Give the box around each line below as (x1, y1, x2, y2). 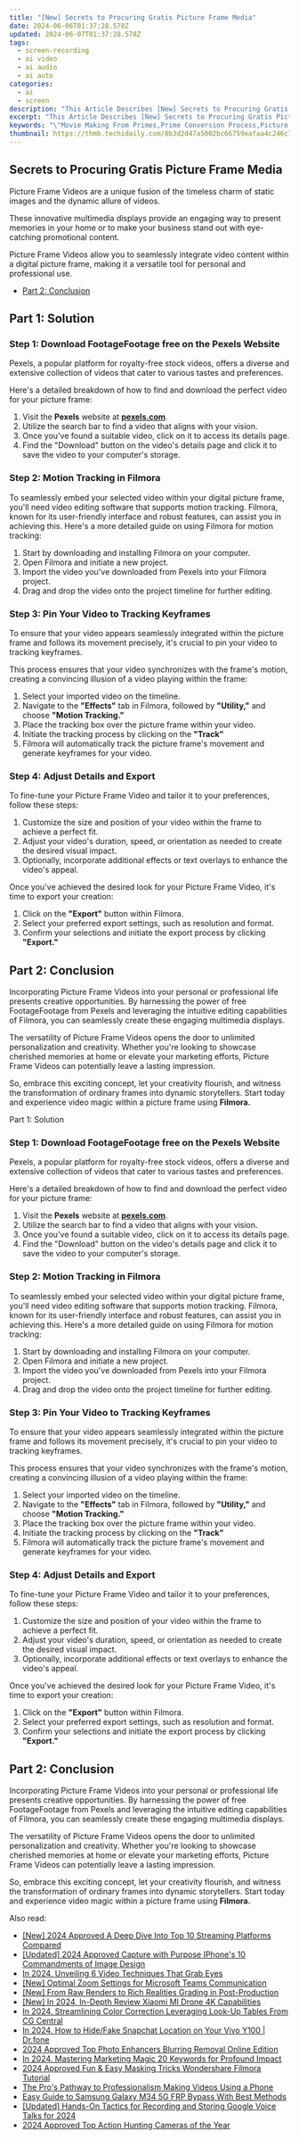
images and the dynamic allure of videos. (9, 195, 160, 206)
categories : (9, 79, 53, 88)
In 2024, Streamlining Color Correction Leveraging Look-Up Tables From (21, 2006, 289, 2017)
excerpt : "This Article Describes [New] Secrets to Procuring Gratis (9, 112, 273, 121)
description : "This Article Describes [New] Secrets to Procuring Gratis (9, 104, 289, 113)
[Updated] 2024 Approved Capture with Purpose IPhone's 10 (21, 1949, 246, 1960)
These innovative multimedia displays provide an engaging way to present (9, 212, 282, 223)
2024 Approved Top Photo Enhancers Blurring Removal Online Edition (21, 2044, 279, 2055)
